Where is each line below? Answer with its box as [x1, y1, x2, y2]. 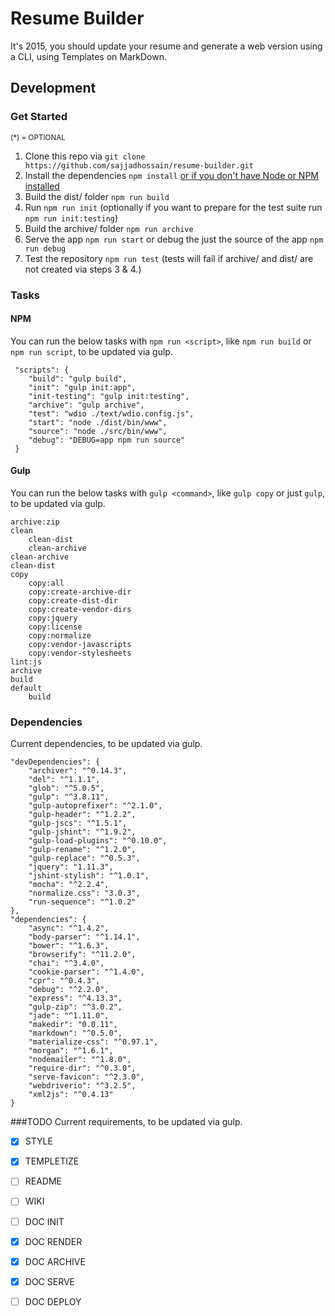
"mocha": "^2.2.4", [28, 880, 110, 890]
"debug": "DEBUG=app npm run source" [28, 435, 186, 445]
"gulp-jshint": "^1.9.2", [28, 827, 137, 837]
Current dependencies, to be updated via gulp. [10, 738, 203, 750]
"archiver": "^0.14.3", [28, 766, 128, 776]
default [10, 683, 43, 693]
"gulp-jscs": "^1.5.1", [28, 818, 128, 829]
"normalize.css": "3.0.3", [28, 888, 141, 899]
